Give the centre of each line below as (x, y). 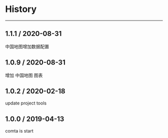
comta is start (19, 131)
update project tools (26, 103)
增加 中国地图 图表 (24, 75)
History (21, 9)
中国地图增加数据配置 (27, 46)
